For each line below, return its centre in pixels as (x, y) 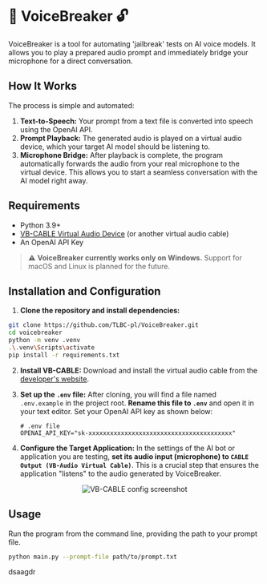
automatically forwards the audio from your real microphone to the (130, 163)
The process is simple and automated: (71, 105)
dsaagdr (22, 572)
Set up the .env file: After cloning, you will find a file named (118, 394)
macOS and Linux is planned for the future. (99, 266)
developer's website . (55, 379)
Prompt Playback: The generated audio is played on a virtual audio (131, 138)
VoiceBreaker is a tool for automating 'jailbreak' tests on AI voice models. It (132, 44)
